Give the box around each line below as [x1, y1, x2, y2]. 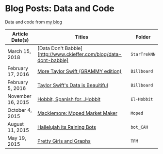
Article [12, 30, 28, 37]
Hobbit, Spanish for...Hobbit [37, 96, 101, 103]
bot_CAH [130, 124, 148, 130]
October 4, [7, 106, 33, 113]
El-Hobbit [130, 96, 153, 102]
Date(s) [11, 36, 29, 43]
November [7, 93, 32, 100]
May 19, [7, 135, 27, 141]
